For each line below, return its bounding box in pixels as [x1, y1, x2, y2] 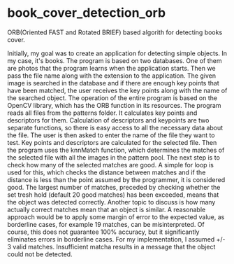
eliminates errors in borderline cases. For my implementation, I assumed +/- [7, 235, 226, 243]
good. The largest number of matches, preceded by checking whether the [7, 183, 221, 191]
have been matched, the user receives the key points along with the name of [7, 86, 228, 95]
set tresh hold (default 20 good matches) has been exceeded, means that [7, 190, 219, 199]
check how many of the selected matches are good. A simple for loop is [7, 160, 214, 169]
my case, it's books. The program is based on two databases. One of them [7, 56, 222, 64]
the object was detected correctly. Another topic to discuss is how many [7, 197, 216, 206]
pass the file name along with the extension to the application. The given [7, 71, 217, 80]
